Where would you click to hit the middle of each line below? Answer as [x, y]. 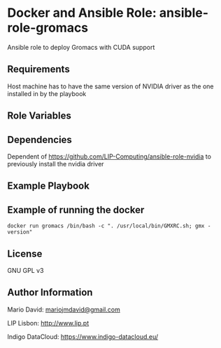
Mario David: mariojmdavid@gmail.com [64, 309]
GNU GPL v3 [26, 270]
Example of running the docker [76, 209]
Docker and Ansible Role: [82, 13]
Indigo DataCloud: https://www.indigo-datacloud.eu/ [83, 336]
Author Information [50, 293]
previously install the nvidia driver [56, 163]
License [25, 254]
